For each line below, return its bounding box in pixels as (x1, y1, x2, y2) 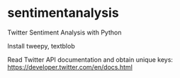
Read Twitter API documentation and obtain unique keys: (7, 55, 174, 64)
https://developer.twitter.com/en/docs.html (7, 63, 133, 71)
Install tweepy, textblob (7, 41, 76, 50)
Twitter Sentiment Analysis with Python (7, 28, 122, 37)
